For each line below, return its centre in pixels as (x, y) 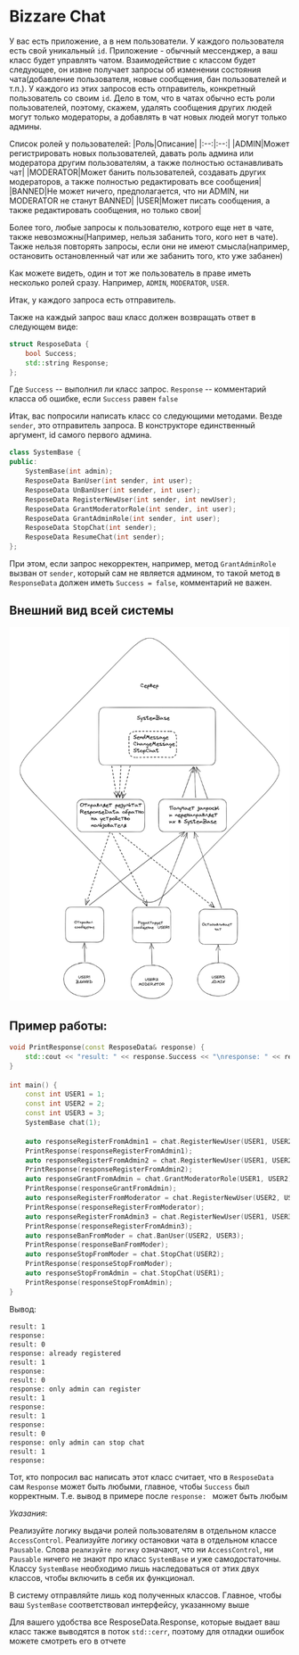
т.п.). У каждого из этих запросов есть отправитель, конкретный (133, 88)
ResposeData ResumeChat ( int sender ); (95, 537)
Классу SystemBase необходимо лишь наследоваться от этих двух (134, 1568)
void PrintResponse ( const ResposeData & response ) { (107, 1047)
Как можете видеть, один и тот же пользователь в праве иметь (130, 273)
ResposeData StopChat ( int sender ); (91, 528)
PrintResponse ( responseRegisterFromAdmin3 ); (109, 1226)
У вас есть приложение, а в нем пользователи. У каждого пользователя (147, 41)
